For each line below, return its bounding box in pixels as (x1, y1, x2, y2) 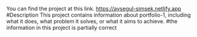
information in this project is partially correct (6, 24, 117, 31)
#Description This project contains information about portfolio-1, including (6, 11, 191, 18)
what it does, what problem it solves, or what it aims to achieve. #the (6, 18, 178, 24)
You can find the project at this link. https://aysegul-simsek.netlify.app (6, 5, 182, 12)
